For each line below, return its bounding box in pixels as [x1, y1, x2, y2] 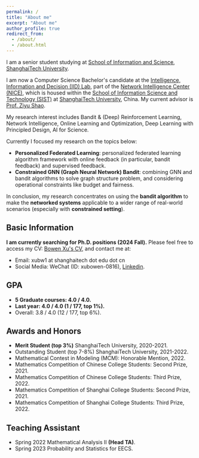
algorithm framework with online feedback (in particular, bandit [14, 155, 170, 163]
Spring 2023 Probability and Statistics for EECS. [14, 445, 133, 452]
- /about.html [11, 42, 47, 48]
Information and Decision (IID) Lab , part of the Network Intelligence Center [6, 83, 190, 90]
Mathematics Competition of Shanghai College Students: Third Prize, [14, 399, 185, 407]
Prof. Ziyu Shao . [6, 102, 46, 109]
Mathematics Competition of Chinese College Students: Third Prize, [14, 374, 182, 381]
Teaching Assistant [6, 423, 80, 433]
